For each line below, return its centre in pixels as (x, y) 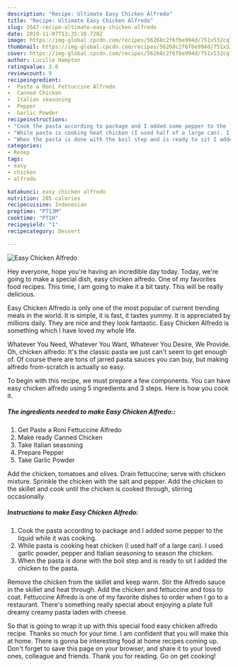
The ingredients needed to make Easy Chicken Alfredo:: (91, 412)
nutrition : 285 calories (44, 198)
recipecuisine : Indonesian (47, 205)
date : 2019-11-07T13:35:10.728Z (55, 34)
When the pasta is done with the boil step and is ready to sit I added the (122, 561)
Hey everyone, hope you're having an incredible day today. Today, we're (113, 271)
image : (17, 40)
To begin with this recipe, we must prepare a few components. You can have (119, 380)
